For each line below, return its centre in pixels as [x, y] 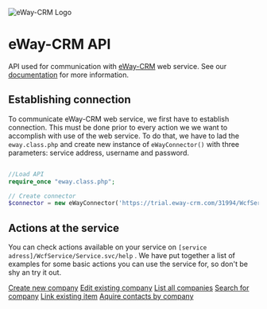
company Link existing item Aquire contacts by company [101, 296]
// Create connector [43, 196]
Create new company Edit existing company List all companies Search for [129, 288]
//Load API [26, 174]
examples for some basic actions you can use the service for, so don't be [128, 264]
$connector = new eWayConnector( [64, 203]
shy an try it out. [35, 272]
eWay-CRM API [60, 44]
